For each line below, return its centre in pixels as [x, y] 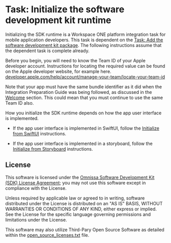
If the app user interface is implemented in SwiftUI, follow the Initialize [86, 128]
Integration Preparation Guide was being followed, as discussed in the [79, 92]
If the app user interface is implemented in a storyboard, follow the [82, 143]
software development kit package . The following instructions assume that [83, 45]
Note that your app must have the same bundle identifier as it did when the [83, 87]
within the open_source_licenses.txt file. [47, 235]
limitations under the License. [36, 220]
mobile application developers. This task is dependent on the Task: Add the [84, 40]
